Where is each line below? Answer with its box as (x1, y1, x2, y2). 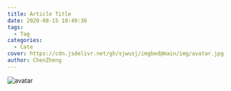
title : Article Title (7, 10, 72, 18)
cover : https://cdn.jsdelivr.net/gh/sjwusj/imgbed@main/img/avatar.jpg (7, 50, 224, 58)
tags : (7, 23, 23, 31)
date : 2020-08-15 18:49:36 (7, 17, 87, 24)
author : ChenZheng (7, 57, 62, 64)
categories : (7, 37, 43, 44)
